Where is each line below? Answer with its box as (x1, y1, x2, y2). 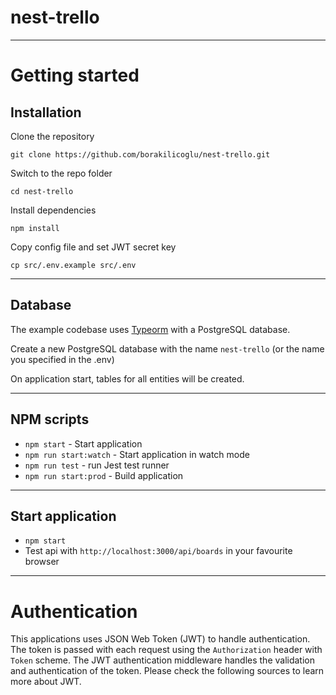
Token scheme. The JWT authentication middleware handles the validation (10, 654, 315, 666)
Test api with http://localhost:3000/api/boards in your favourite (24, 545, 293, 557)
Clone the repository (10, 130, 95, 142)
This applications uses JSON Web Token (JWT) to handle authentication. (10, 633, 311, 645)
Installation (10, 104, 82, 121)
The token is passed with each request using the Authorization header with (10, 644, 323, 656)
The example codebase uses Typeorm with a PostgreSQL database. (10, 323, 291, 335)
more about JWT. (10, 676, 82, 688)
